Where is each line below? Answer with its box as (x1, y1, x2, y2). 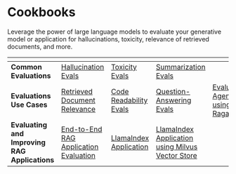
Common (11, 62, 42, 72)
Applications (11, 155, 55, 165)
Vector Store (155, 150, 198, 160)
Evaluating (11, 120, 48, 130)
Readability (111, 95, 148, 105)
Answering (155, 95, 192, 105)
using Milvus (155, 142, 198, 152)
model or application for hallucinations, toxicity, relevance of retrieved (7, 34, 209, 43)
